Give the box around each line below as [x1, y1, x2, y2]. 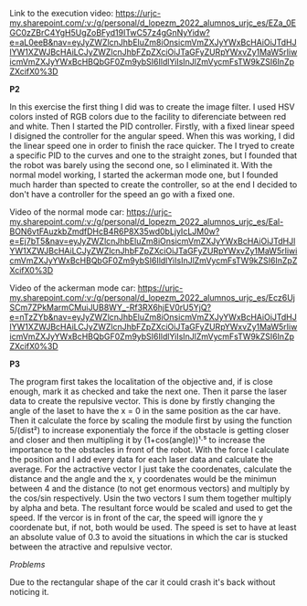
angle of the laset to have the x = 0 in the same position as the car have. [9, 406, 281, 416]
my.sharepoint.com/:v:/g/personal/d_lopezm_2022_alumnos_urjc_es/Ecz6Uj [9, 292, 295, 303]
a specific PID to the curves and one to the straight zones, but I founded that [9, 150, 298, 161]
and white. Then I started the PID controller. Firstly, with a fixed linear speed [9, 121, 295, 132]
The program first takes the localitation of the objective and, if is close [9, 377, 273, 387]
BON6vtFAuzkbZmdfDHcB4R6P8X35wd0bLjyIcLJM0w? [9, 226, 220, 237]
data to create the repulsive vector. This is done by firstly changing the [9, 396, 276, 406]
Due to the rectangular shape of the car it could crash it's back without [9, 577, 276, 588]
